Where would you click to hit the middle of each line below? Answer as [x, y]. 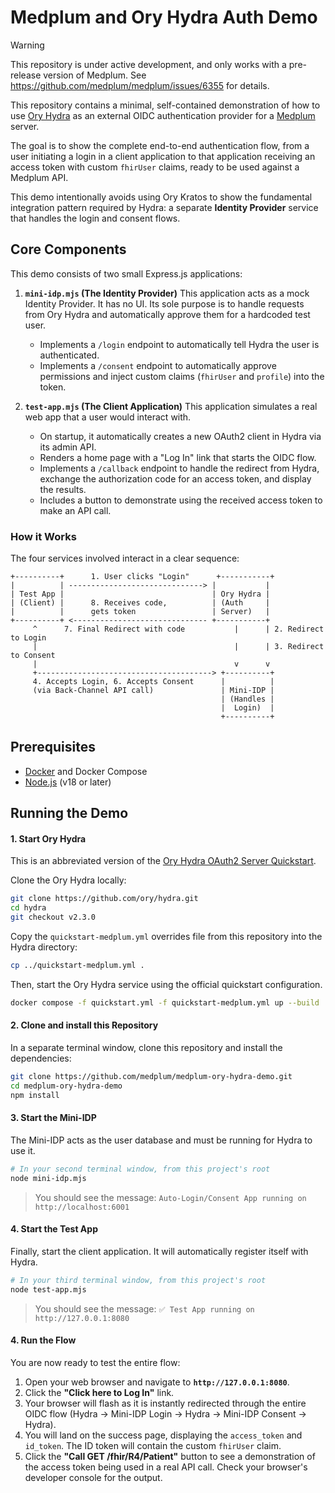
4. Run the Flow [43, 1340]
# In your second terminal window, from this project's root [140, 1169]
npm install [35, 1095]
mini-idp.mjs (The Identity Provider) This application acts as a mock [167, 293]
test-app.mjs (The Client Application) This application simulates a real [171, 406]
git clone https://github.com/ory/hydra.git [104, 899]
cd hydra [28, 908]
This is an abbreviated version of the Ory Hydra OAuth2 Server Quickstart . [163, 861]
